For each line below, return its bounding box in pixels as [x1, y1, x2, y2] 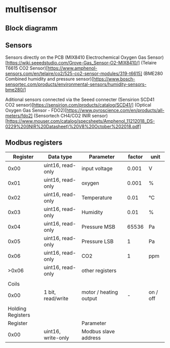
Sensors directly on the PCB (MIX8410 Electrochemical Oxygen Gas [5, 54, 147, 60]
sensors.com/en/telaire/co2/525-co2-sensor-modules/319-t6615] [5, 71, 143, 77]
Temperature [81, 194, 112, 201]
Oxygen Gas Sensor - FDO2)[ [5, 108, 67, 114]
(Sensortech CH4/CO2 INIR [33, 113, 91, 119]
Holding [8, 305, 27, 312]
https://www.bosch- [93, 76, 136, 82]
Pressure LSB [81, 238, 114, 245]
